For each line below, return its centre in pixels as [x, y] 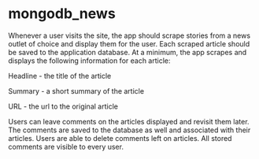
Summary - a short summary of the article [76, 91]
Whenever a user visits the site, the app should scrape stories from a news [129, 35]
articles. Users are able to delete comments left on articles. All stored [120, 138]
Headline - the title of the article [60, 76]
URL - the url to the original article [63, 106]
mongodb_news [62, 14]
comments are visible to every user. [66, 146]
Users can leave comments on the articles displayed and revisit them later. [129, 121]
